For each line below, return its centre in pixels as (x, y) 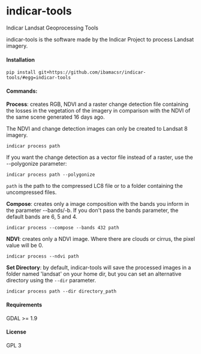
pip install (21, 73)
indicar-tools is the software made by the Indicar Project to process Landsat (100, 39)
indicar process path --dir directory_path (61, 291)
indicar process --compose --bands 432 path (63, 228)
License (16, 332)
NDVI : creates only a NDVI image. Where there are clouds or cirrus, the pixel (100, 239)
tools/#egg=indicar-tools (38, 78)
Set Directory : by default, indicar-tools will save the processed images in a (99, 268)
